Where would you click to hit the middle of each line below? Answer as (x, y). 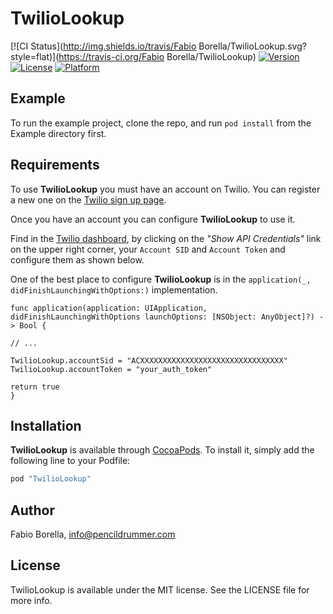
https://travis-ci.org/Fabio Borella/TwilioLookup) (157, 56)
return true (35, 387)
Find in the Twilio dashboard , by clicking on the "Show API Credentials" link (166, 238)
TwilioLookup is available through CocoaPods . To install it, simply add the (162, 450)
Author (32, 510)
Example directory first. (58, 133)
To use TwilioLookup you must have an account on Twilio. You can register (165, 189)
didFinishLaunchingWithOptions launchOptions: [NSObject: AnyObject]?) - (167, 317)
